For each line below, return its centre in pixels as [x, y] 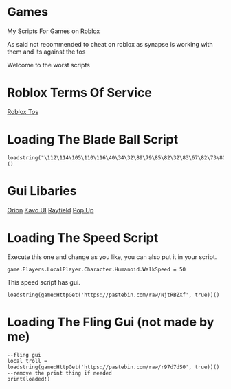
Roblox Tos [23, 111]
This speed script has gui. [44, 282]
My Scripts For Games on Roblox [54, 31]
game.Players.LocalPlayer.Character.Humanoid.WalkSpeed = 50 [97, 269]
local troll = [27, 361]
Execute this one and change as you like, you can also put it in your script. [112, 257]
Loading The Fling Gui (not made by [111, 322]
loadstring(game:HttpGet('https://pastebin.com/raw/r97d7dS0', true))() [113, 367]
